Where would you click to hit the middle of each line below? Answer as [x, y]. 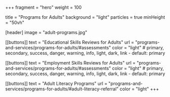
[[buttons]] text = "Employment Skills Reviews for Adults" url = [71, 63]
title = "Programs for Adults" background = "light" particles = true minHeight [85, 17]
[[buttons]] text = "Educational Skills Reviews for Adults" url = [70, 42]
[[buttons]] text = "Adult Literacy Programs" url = [56, 84]
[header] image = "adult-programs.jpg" [46, 32]
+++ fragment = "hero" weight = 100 [44, 7]
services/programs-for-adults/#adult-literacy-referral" [62, 89]
